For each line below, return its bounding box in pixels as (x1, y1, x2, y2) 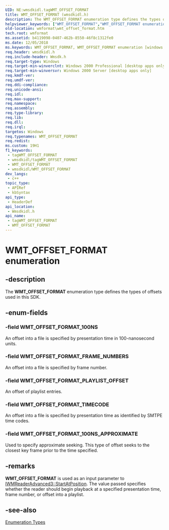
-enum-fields (5, 308, 48, 317)
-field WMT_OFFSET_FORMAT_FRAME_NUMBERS (5, 353, 129, 360)
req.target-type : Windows (5, 59, 59, 64)
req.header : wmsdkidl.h (5, 49, 55, 54)
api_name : (5, 214, 26, 219)
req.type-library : (5, 110, 44, 116)
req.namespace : (5, 101, 37, 106)
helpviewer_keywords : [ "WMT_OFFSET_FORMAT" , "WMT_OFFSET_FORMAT (5, 21, 141, 27)
